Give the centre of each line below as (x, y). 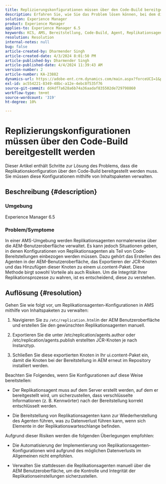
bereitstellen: (19, 380)
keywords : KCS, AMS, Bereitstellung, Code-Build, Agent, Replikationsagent (85, 33)
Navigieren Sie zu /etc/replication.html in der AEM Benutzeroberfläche (86, 320)
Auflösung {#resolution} (44, 293)
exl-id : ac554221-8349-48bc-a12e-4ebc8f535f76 (54, 83)
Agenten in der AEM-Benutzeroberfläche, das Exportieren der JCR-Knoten (81, 262)
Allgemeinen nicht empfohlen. (43, 456)
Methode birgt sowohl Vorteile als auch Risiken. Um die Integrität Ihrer (76, 272)
